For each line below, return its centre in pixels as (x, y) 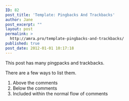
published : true (22, 44)
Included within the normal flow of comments (60, 93)
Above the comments (35, 83)
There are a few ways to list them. (41, 73)
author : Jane (19, 19)
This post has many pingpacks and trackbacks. (55, 63)
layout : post (19, 29)
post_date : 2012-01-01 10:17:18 (40, 48)
